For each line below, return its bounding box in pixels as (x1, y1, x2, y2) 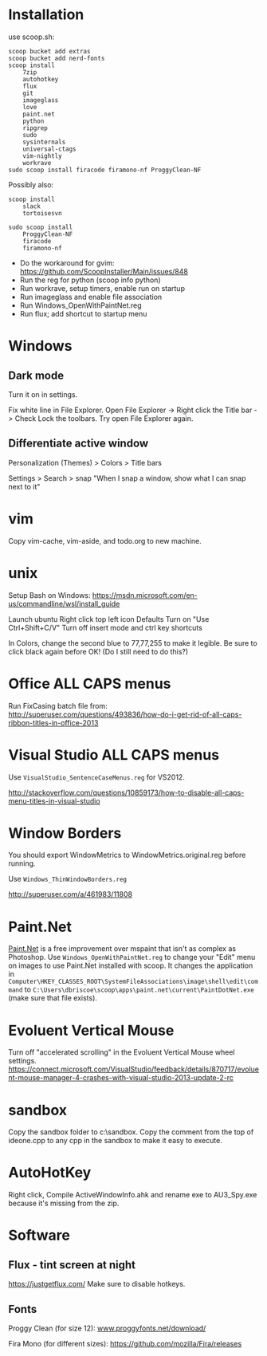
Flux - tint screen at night (8, 1258, 136, 1271)
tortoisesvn (22, 209, 62, 217)
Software (8, 1226, 70, 1244)
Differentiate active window (8, 437, 149, 450)
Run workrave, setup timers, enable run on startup (19, 283, 186, 293)
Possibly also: (8, 179, 54, 189)
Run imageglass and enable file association (19, 292, 163, 301)
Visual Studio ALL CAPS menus (8, 745, 220, 764)
